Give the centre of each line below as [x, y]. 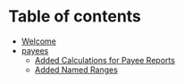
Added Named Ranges [76, 70]
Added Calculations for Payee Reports [105, 60]
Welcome [39, 41]
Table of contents [75, 17]
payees [35, 50]
